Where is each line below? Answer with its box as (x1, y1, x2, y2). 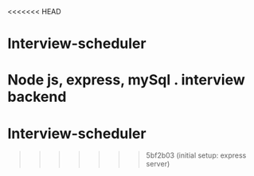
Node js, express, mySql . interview (7, 71, 246, 89)
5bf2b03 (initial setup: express (146, 151, 247, 160)
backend (7, 88, 67, 106)
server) (146, 159, 170, 169)
